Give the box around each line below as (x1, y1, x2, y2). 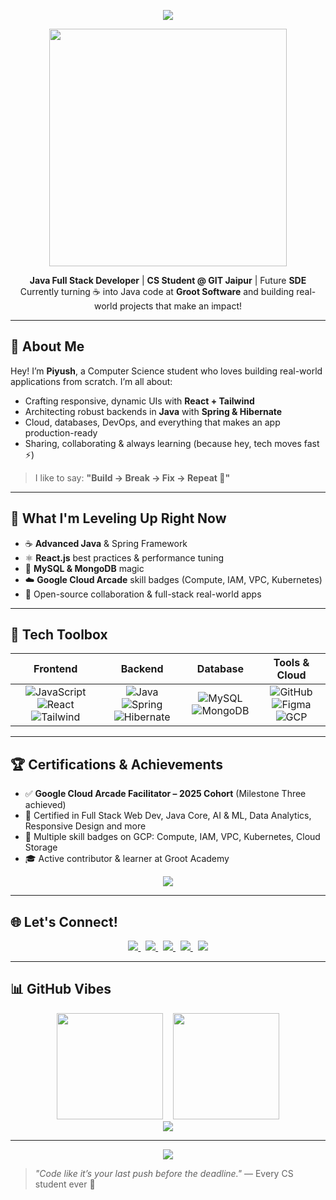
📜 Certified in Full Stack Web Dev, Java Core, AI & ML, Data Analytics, (24, 810, 312, 822)
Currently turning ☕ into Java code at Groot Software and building (19, 286, 295, 297)
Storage (24, 841, 58, 854)
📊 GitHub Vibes (10, 981, 112, 998)
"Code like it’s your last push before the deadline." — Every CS (34, 1167, 294, 1179)
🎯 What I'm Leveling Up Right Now (10, 510, 227, 527)
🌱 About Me (10, 338, 85, 355)
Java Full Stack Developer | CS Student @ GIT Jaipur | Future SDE (29, 275, 307, 286)
